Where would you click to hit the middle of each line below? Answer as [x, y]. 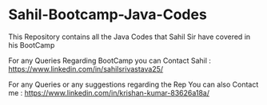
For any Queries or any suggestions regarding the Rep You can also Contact [133, 84]
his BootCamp [32, 45]
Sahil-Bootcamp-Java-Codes [108, 15]
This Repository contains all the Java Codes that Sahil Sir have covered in [130, 37]
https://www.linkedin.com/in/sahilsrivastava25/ [86, 68]
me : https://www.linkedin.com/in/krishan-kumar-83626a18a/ [109, 92]
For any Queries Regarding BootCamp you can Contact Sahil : [110, 60]
